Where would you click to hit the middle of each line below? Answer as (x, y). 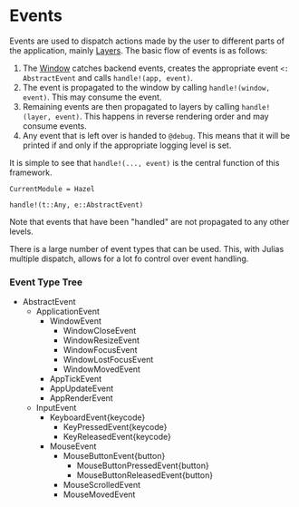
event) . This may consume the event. (92, 97)
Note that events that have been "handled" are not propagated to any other (149, 221)
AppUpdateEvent (82, 389)
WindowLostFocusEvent (108, 360)
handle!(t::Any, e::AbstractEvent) (77, 205)
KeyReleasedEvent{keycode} (117, 437)
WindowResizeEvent (101, 340)
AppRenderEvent (81, 398)
